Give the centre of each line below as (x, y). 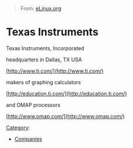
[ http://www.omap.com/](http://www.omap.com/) (66, 116)
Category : (18, 128)
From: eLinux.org (41, 8)
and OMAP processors (33, 105)
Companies (28, 139)
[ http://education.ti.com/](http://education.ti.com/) (66, 94)
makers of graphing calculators (43, 82)
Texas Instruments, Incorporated (45, 48)
